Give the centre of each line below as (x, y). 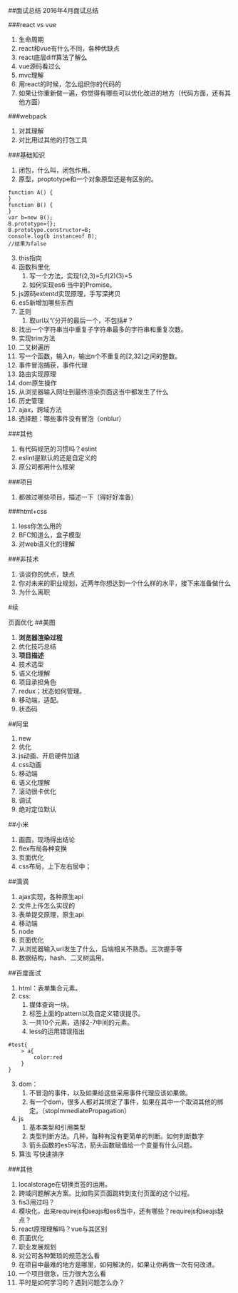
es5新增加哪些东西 (46, 303)
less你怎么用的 (40, 526)
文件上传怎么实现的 (47, 906)
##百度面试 (25, 973)
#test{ (18, 1045)
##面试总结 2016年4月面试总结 (53, 10)
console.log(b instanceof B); (53, 236)
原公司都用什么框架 (47, 467)
